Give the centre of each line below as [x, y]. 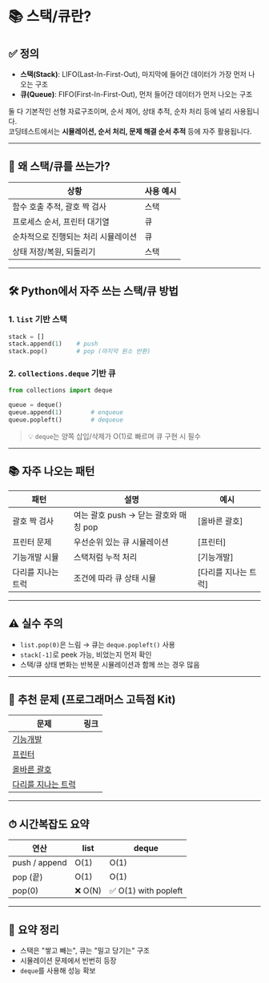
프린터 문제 [32, 542]
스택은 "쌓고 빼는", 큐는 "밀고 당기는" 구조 [85, 950]
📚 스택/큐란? [50, 16]
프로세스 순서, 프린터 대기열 [61, 221]
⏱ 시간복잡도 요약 [49, 824]
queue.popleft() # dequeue [66, 420]
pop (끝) [28, 877]
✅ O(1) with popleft [146, 891]
